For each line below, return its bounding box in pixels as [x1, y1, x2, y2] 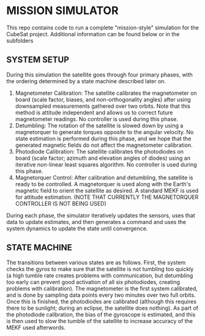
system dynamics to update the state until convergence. [6, 225, 148, 232]
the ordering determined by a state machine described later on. [6, 77, 166, 84]
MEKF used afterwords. [6, 324, 66, 331]
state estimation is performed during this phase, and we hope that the [15, 135, 192, 142]
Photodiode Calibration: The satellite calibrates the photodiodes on [15, 147, 184, 155]
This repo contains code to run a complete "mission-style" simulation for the [6, 24, 199, 31]
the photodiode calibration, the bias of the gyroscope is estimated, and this [6, 310, 196, 318]
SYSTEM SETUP [6, 54, 69, 65]
